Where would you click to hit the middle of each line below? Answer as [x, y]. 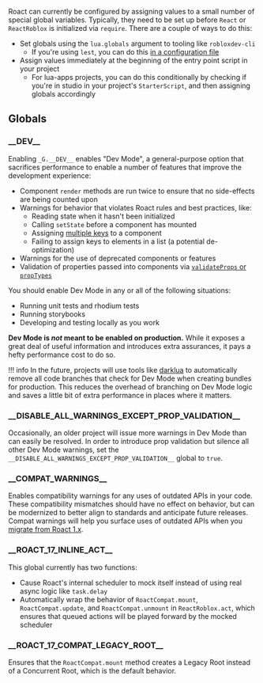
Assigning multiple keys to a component [96, 233]
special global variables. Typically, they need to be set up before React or [127, 20]
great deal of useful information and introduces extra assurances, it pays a [130, 346]
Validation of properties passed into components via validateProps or [133, 266]
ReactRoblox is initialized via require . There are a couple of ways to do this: [130, 28]
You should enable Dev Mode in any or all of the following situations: [120, 290]
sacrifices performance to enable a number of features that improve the [125, 167]
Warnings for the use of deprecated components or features [118, 258]
